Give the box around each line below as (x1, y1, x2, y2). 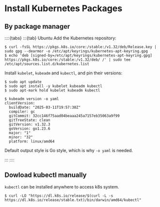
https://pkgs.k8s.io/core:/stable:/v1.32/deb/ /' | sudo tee (4, 57, 131, 62)
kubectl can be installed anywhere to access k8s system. (4, 184, 119, 190)
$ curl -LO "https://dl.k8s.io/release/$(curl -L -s (4, 193, 113, 198)
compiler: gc (9, 109, 35, 114)
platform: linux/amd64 (9, 139, 55, 144)
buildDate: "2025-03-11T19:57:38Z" (9, 105, 81, 110)
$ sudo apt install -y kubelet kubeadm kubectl (4, 84, 103, 88)
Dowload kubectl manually (4, 171, 87, 179)
